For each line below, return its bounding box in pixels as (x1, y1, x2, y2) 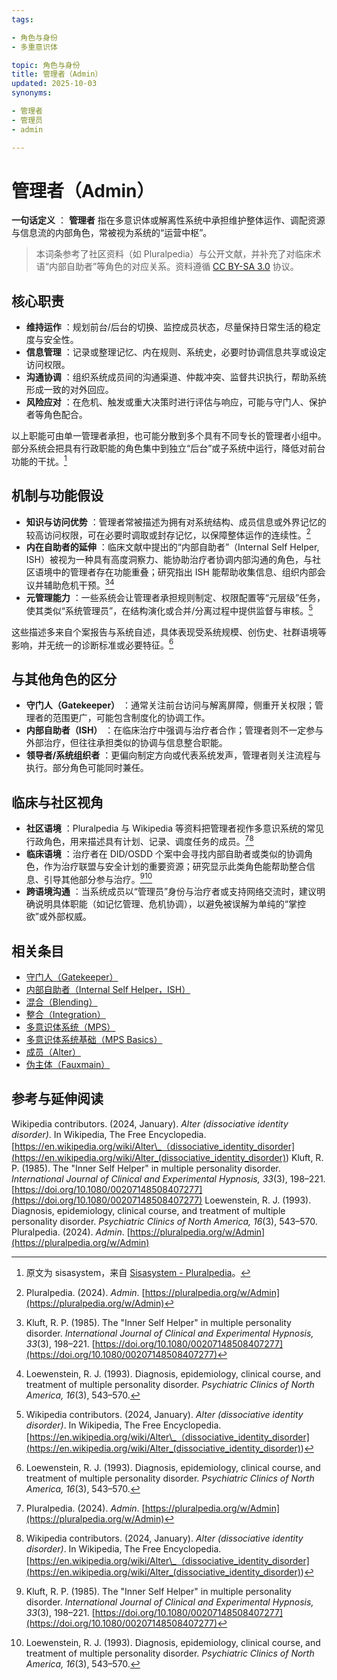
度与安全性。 (25, 334, 79, 346)
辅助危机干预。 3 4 (43, 577, 115, 591)
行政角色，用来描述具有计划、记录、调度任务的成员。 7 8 (25, 833, 254, 847)
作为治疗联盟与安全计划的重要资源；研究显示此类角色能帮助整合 (43, 860, 307, 872)
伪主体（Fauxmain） (25, 1059, 111, 1071)
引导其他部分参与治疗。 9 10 (43, 871, 153, 885)
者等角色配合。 (25, 409, 88, 421)
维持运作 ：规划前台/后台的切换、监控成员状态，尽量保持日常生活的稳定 (25, 321, 321, 333)
